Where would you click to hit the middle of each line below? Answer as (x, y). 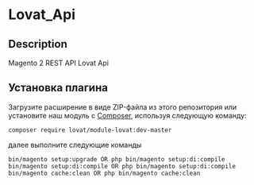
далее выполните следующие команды (75, 145)
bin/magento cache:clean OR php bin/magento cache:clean (104, 173)
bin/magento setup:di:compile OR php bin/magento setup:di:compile (122, 166)
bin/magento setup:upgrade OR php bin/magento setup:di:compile (117, 159)
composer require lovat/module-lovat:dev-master (90, 130)
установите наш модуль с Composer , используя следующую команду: (128, 115)
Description (38, 44)
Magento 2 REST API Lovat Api (59, 63)
